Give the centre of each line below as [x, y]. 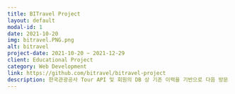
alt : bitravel [28, 47]
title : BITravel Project [44, 14]
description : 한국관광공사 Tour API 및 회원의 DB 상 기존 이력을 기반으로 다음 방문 [118, 80]
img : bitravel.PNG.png [41, 40]
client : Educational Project [50, 60]
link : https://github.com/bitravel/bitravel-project [87, 73]
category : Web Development [47, 66]
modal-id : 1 [25, 27]
